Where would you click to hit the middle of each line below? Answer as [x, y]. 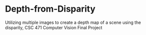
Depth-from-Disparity [50, 9]
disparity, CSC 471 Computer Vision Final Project [54, 27]
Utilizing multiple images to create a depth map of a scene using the [73, 22]
